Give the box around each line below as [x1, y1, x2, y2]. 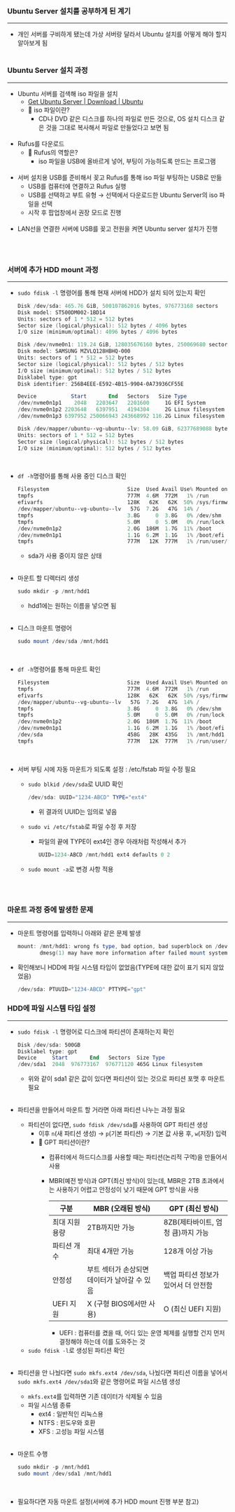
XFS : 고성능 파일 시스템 [38, 1427, 105, 1436]
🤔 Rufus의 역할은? [27, 148, 78, 156]
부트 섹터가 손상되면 [87, 1264, 149, 1274]
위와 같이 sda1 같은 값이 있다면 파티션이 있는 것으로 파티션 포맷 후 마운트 [27, 1074, 225, 1083]
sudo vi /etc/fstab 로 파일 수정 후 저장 [27, 822, 137, 830]
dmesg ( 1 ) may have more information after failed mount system [39, 949, 228, 957]
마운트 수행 [17, 1450, 48, 1458]
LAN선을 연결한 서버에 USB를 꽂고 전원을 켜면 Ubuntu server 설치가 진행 [17, 224, 218, 233]
